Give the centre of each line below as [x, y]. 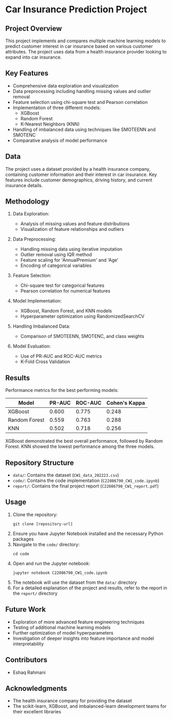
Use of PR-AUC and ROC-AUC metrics [61, 356]
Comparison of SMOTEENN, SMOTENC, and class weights [82, 336]
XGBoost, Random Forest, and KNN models [66, 311]
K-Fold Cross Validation [45, 362]
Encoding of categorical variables [56, 265]
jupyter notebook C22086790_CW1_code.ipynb [60, 573]
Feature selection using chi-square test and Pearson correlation [80, 102]
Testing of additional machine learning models [62, 627]
